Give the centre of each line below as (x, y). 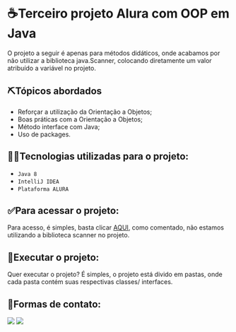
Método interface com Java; (59, 126)
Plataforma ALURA (43, 189)
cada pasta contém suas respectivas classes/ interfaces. (90, 282)
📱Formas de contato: (54, 304)
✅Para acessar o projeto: (63, 210)
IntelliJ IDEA (38, 182)
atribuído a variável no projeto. (52, 68)
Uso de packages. (44, 134)
